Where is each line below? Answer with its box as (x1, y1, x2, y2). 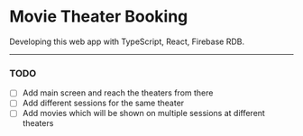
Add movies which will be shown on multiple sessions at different (22, 108, 266, 119)
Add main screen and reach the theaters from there (22, 87, 214, 98)
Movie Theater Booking (9, 6, 188, 27)
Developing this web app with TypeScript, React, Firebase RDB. (9, 36, 245, 47)
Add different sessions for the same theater (22, 97, 185, 109)
